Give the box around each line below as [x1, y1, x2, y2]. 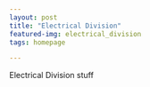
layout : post [9, 12, 58, 22]
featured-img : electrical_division [9, 29, 142, 38]
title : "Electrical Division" [9, 21, 122, 30]
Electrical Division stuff [9, 70, 94, 81]
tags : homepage [9, 37, 66, 47]
